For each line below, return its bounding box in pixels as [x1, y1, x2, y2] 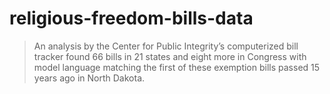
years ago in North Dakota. [33, 72, 146, 84]
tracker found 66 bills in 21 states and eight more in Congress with [33, 50, 307, 62]
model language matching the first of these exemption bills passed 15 [33, 61, 321, 73]
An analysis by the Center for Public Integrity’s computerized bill [33, 40, 299, 52]
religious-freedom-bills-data [9, 7, 254, 30]
